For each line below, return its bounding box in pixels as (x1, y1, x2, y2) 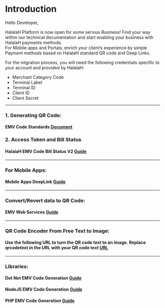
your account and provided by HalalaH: (5, 65, 84, 71)
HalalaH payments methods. (5, 39, 62, 45)
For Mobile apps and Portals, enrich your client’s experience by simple (5, 45, 147, 51)
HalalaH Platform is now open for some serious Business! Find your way (5, 29, 151, 35)
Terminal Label (12, 79, 43, 85)
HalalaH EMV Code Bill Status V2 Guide (5, 148, 87, 154)
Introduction (5, 3, 57, 15)
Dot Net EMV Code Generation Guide (5, 275, 82, 281)
